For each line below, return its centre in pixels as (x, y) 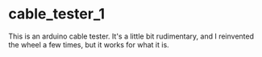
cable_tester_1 (57, 14)
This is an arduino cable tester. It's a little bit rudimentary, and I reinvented (131, 36)
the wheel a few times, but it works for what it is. (89, 44)
